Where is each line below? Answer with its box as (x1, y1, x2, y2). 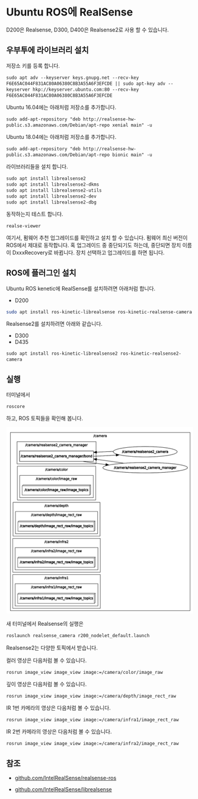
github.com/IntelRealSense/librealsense (14, 785, 112, 792)
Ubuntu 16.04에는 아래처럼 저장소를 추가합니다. (6, 103, 117, 110)
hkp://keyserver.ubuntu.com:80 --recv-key (32, 87, 139, 93)
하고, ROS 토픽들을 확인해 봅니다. (6, 415, 84, 422)
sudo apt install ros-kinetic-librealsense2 (6, 351, 118, 356)
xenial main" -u (112, 122, 152, 128)
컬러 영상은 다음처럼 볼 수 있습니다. (6, 657, 87, 664)
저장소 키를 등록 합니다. (6, 62, 60, 69)
